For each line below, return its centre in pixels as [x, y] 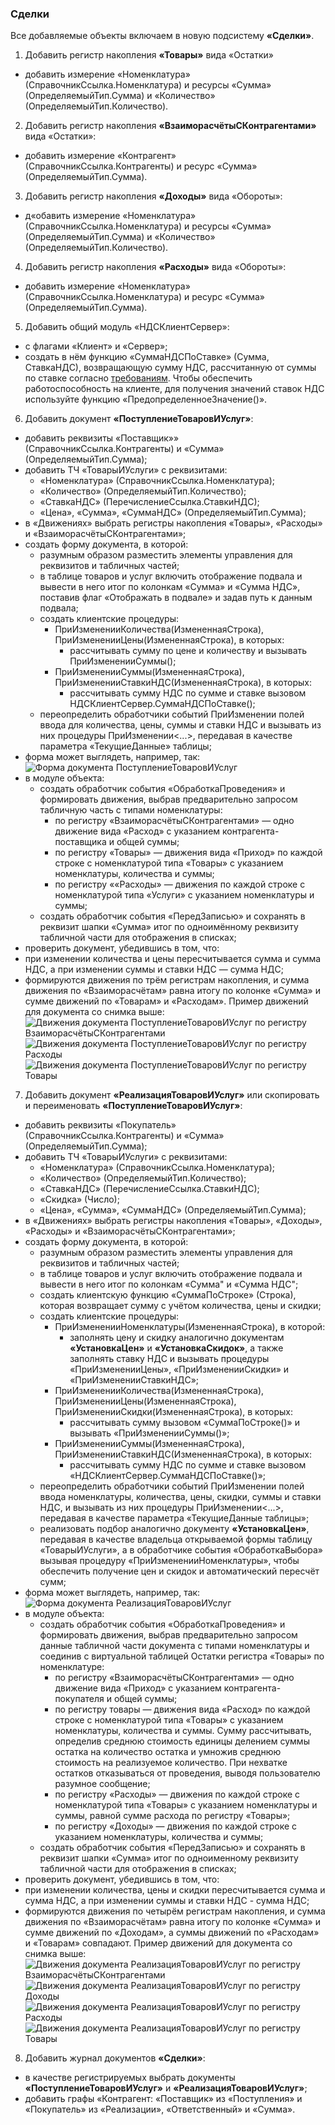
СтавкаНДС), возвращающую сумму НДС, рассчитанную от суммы [170, 368]
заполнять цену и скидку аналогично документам [177, 1338]
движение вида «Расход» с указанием [137, 831]
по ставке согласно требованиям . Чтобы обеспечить [138, 378]
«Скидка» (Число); [79, 1199]
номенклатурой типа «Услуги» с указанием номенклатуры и [184, 895]
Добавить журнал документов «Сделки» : [115, 2058]
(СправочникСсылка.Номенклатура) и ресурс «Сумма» [144, 297]
